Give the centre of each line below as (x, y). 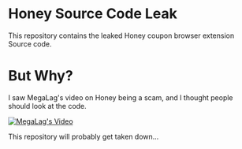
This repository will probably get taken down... (84, 136)
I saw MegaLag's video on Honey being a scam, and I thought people (121, 97)
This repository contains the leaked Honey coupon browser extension (121, 35)
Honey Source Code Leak (93, 14)
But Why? (41, 76)
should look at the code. (47, 106)
